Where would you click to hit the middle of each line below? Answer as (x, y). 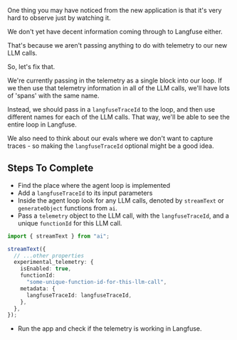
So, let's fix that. (31, 67)
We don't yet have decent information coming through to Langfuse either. (115, 32)
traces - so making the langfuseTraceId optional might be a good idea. (111, 146)
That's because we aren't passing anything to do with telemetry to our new (117, 45)
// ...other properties (49, 255)
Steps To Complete (51, 168)
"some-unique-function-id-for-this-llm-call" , (96, 282)
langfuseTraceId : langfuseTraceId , (79, 295)
